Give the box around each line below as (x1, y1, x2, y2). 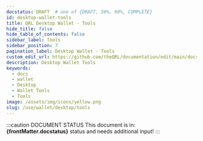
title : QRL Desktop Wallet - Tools (6, 20, 96, 26)
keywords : (6, 65, 31, 71)
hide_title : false (6, 25, 53, 32)
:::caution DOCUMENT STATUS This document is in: (6, 121, 136, 128)
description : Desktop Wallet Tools (6, 59, 96, 65)
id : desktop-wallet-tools (6, 15, 71, 21)
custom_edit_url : (6, 54, 50, 60)
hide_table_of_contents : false (6, 31, 85, 38)
